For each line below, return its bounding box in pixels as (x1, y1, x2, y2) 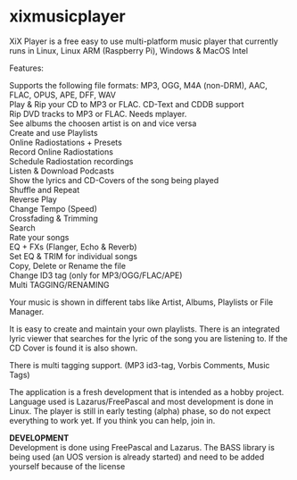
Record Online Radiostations (9, 146, 114, 157)
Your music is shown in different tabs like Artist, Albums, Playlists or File (9, 297, 274, 307)
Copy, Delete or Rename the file (9, 260, 127, 271)
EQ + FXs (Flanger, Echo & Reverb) (9, 241, 137, 252)
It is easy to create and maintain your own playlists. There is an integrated (9, 324, 280, 334)
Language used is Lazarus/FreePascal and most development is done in (9, 396, 274, 407)
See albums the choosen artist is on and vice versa (9, 118, 197, 129)
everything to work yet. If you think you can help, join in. (9, 415, 216, 425)
